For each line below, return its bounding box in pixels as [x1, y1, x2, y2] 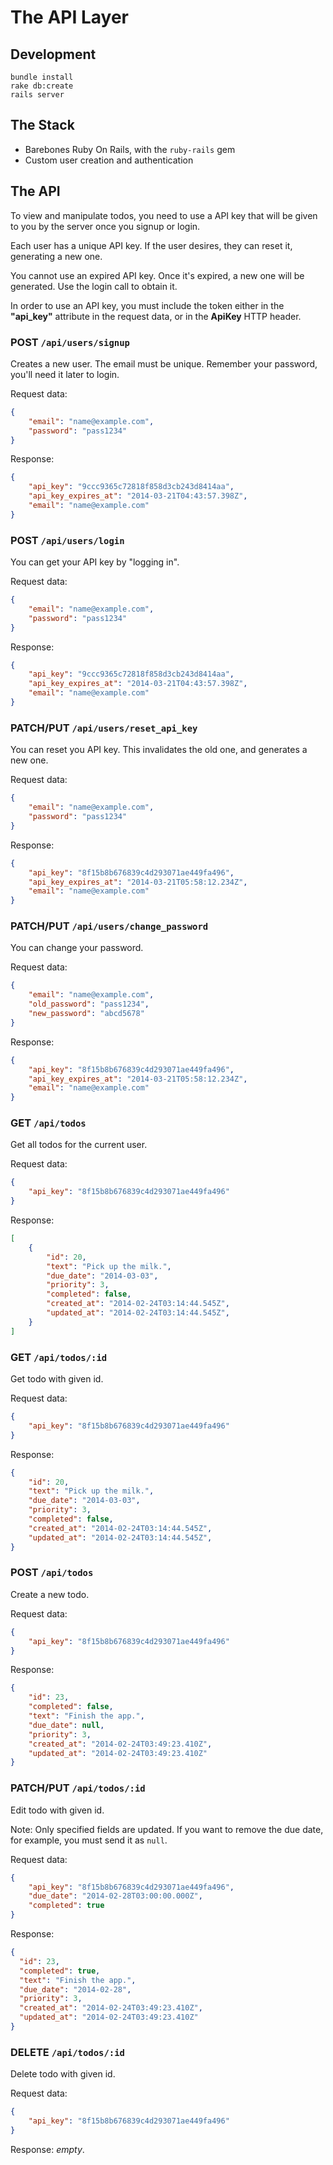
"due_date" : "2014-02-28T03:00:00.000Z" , [28, 1891, 203, 1901]
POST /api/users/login [10, 533, 125, 547]
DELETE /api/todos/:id [10, 2045, 125, 2059]
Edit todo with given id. [10, 1804, 105, 1816]
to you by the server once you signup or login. [10, 220, 201, 232]
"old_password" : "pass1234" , [28, 999, 150, 1010]
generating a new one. [10, 250, 103, 262]
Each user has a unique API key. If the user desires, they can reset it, [10, 239, 293, 251]
